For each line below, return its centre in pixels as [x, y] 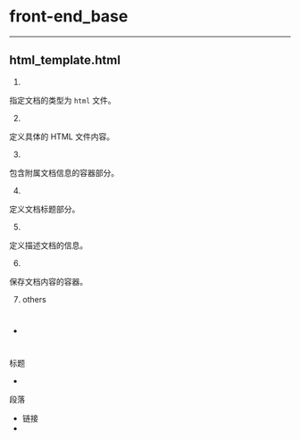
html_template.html [65, 60]
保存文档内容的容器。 [48, 281]
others [34, 299]
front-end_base [69, 17]
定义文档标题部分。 [45, 209]
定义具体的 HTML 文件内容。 [62, 137]
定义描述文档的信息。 [48, 245]
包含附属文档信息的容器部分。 [64, 172]
